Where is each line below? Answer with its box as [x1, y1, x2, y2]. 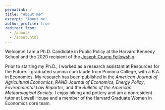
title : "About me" [5, 12, 43, 17]
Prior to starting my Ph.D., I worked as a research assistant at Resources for [5, 63, 160, 69]
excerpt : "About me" [5, 16, 48, 21]
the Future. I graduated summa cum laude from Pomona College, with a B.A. [5, 68, 161, 74]
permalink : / [5, 7, 32, 12]
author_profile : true [5, 21, 50, 26]
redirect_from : [5, 26, 37, 31]
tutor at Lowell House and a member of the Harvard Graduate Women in [5, 95, 152, 101]
